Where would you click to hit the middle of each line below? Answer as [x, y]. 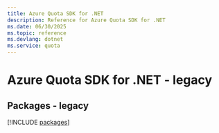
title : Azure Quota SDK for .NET [55, 14]
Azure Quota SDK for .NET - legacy [110, 80]
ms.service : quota [34, 46]
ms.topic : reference [37, 33]
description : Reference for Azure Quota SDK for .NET [87, 20]
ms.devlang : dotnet [35, 39]
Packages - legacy [48, 106]
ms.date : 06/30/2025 [37, 26]
